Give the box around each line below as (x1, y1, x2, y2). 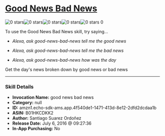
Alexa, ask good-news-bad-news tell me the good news (12, 38, 127, 44)
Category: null (12, 100, 42, 106)
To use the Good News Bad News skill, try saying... (5, 28, 109, 34)
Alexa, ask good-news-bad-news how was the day (12, 57, 116, 63)
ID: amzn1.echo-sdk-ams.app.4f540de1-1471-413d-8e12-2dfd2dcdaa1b (12, 105, 157, 111)
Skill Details (5, 83, 34, 90)
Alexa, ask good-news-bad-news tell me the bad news (12, 47, 124, 53)
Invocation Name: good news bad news (12, 94, 94, 100)
